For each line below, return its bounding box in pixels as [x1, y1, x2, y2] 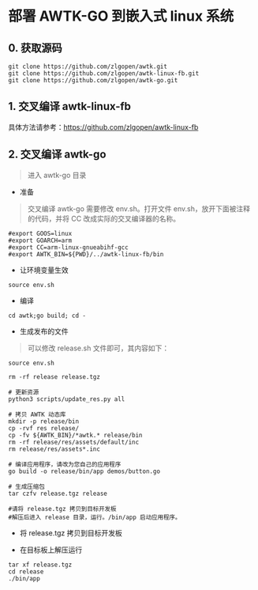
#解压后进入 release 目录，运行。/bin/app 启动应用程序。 [8, 513, 181, 521]
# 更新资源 [8, 388, 39, 396]
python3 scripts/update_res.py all [8, 395, 125, 403]
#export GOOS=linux [8, 229, 73, 237]
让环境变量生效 [19, 265, 69, 274]
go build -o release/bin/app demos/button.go [8, 467, 160, 475]
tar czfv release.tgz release [8, 490, 108, 497]
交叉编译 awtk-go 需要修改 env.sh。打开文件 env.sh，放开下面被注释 [27, 203, 251, 214]
